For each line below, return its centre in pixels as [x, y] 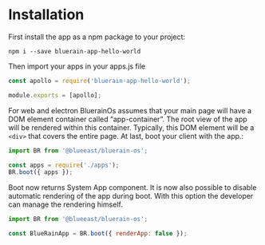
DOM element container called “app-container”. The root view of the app [128, 119]
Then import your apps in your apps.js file [77, 66]
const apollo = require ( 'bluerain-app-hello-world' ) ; [100, 81]
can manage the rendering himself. [66, 204]
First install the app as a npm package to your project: [97, 37]
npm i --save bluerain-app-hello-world [75, 51]
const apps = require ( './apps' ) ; [64, 165]
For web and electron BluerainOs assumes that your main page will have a [130, 110]
